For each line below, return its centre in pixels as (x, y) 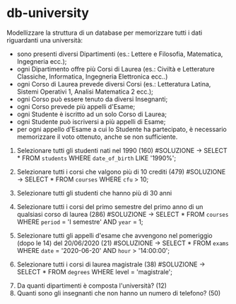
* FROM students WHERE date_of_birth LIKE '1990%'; (96, 158)
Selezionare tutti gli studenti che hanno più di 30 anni (94, 193)
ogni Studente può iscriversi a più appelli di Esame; (91, 121)
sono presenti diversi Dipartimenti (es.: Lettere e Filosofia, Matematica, (120, 54)
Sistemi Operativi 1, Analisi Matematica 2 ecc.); (85, 91)
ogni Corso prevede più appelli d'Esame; (76, 106)
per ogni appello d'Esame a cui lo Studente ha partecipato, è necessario (122, 129)
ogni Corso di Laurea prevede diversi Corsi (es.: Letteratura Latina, (114, 84)
